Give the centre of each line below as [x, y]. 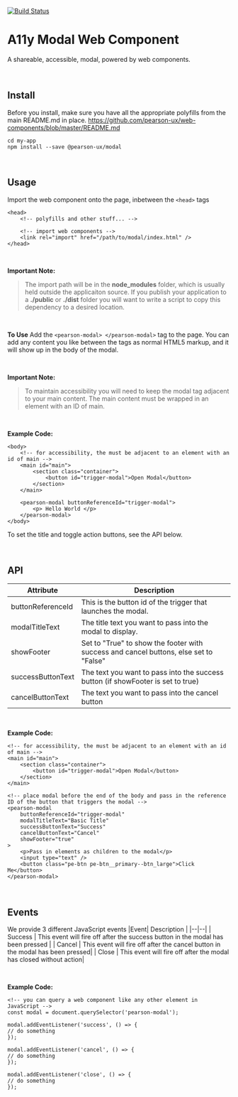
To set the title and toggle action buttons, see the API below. [95, 534]
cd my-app [22, 141]
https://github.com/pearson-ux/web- [142, 120]
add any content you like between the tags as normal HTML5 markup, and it [118, 342]
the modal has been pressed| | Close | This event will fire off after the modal [118, 952]
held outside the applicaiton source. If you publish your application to [125, 292]
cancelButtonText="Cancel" [60, 833]
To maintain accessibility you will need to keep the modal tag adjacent [127, 391]
